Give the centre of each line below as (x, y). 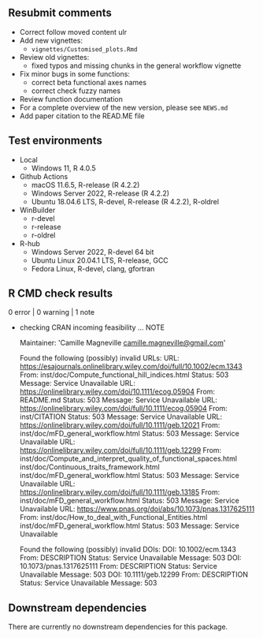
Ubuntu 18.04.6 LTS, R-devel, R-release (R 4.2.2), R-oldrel (125, 201)
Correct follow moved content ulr (73, 32)
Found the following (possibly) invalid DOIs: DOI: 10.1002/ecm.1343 (128, 549)
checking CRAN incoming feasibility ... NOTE (92, 327)
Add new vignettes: (51, 40)
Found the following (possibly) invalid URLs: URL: (99, 358)
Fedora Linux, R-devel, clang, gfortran (93, 268)
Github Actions (44, 176)
